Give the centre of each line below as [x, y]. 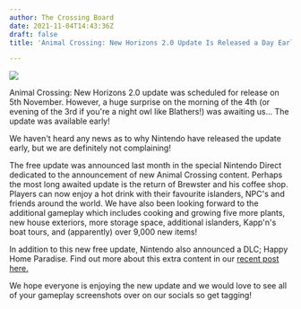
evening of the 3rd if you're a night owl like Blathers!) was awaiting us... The [149, 112]
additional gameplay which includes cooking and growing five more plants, [147, 213]
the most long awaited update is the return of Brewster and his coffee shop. [149, 185]
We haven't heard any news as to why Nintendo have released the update [146, 139]
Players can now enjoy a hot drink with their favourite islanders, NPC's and [147, 194]
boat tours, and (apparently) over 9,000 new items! [103, 232]
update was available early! [60, 121]
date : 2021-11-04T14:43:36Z [62, 26]
